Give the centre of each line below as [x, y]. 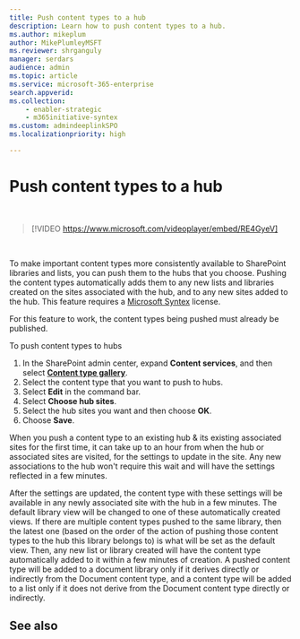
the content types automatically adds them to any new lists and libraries [142, 282]
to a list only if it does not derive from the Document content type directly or [150, 588]
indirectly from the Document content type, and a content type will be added [150, 578]
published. [29, 328]
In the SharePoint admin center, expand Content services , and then [147, 363]
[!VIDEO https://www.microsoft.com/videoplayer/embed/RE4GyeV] [154, 229]
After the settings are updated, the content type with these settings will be [146, 493]
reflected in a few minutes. [58, 475]
